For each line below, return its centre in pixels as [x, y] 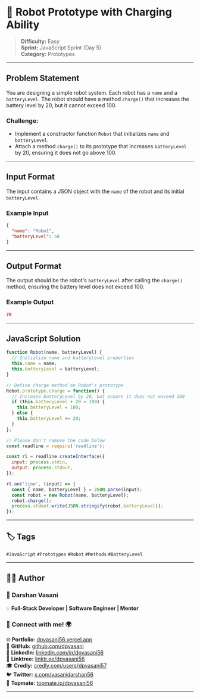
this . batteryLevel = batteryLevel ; [56, 369]
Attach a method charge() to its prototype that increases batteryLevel [101, 147]
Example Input [27, 213]
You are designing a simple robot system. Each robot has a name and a [92, 92]
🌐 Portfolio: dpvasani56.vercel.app [49, 639]
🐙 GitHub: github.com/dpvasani [45, 646]
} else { [22, 413]
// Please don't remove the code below [56, 440]
